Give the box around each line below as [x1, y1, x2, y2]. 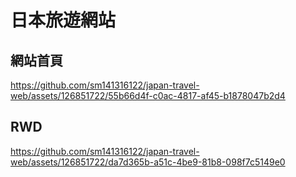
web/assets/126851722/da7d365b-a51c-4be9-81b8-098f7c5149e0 [10, 156, 286, 168]
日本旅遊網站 [10, 9, 117, 32]
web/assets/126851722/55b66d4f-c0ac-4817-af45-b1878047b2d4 [10, 90, 286, 101]
